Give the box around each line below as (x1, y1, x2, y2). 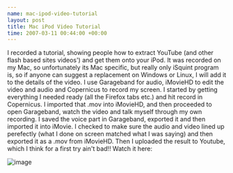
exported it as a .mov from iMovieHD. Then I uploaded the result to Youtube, (7, 137, 226, 146)
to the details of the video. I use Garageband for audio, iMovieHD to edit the (7, 78, 225, 87)
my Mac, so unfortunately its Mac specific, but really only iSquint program (7, 63, 219, 72)
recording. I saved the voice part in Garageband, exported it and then (7, 115, 206, 124)
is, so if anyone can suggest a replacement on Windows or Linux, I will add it (7, 71, 227, 79)
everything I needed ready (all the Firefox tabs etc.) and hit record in (7, 93, 203, 101)
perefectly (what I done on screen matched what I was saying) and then (7, 130, 214, 138)
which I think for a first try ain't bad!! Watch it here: (7, 145, 153, 153)
